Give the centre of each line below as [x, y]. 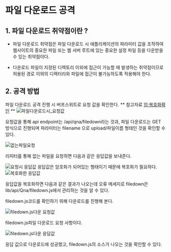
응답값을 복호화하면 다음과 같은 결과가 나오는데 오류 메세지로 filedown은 [77, 184]
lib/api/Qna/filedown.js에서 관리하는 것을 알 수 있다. [57, 190]
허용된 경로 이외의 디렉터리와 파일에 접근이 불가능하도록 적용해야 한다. [82, 74]
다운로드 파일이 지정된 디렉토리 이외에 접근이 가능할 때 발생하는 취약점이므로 [88, 67]
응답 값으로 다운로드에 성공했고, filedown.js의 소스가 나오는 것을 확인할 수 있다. [84, 244]
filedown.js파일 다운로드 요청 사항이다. [44, 223]
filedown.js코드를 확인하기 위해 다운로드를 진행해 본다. [59, 201]
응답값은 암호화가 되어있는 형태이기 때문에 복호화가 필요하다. [97, 167]
